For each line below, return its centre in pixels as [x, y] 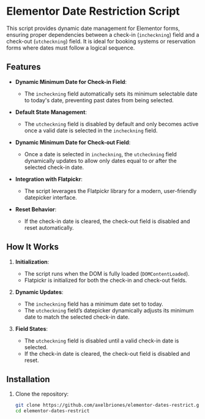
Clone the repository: [42, 394]
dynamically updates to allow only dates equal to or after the [100, 160]
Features [24, 67]
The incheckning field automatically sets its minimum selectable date [111, 94]
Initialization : [32, 262]
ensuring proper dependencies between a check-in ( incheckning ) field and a [103, 34]
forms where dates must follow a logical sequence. [71, 48]
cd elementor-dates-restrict [52, 411]
